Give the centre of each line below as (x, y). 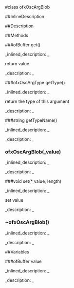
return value (17, 64)
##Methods (17, 35)
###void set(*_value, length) (33, 181)
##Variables (17, 252)
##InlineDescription (25, 16)
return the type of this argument (37, 101)
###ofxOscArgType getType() (35, 83)
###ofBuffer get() (23, 45)
